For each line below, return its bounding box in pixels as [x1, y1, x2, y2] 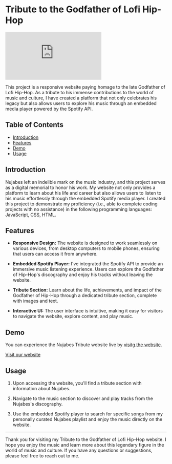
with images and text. [12, 298, 58, 304]
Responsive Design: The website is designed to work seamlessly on [12, 240, 158, 246]
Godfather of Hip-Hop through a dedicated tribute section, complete [12, 292, 157, 299]
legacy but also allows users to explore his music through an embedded [5, 100, 157, 106]
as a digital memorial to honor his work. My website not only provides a [5, 184, 156, 191]
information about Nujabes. [12, 386, 71, 391]
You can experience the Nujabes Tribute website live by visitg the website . [5, 342, 162, 348]
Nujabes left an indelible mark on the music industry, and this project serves [5, 179, 165, 185]
